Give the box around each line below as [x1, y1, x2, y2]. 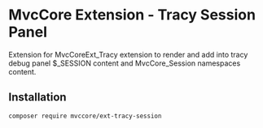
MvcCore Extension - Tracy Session [8, 6, 256, 24]
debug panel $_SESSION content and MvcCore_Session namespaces [8, 58, 241, 68]
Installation [8, 91, 67, 105]
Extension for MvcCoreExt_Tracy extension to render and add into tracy [8, 49, 248, 59]
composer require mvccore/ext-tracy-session [8, 112, 162, 120]
